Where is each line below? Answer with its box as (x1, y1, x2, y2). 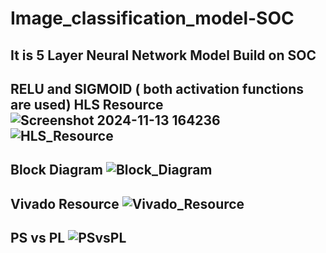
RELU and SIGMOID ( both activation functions (10, 80, 304, 97)
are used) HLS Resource (10, 96, 164, 113)
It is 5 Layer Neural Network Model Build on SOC (10, 47, 317, 64)
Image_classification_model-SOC (10, 7, 295, 30)
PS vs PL (10, 230, 66, 247)
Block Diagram (10, 162, 103, 179)
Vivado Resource (10, 195, 120, 212)
